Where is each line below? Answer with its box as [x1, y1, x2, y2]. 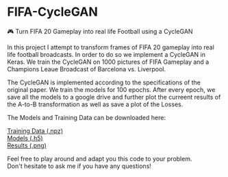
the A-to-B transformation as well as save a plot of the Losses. [7, 100, 183, 108]
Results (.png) [7, 141, 47, 150]
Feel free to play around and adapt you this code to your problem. [7, 154, 192, 163]
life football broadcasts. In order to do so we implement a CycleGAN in [7, 50, 205, 58]
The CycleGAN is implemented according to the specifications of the [7, 78, 201, 86]
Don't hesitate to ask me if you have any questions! [7, 162, 152, 170]
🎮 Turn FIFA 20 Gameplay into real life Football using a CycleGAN [7, 27, 193, 35]
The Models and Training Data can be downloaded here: [7, 113, 166, 121]
